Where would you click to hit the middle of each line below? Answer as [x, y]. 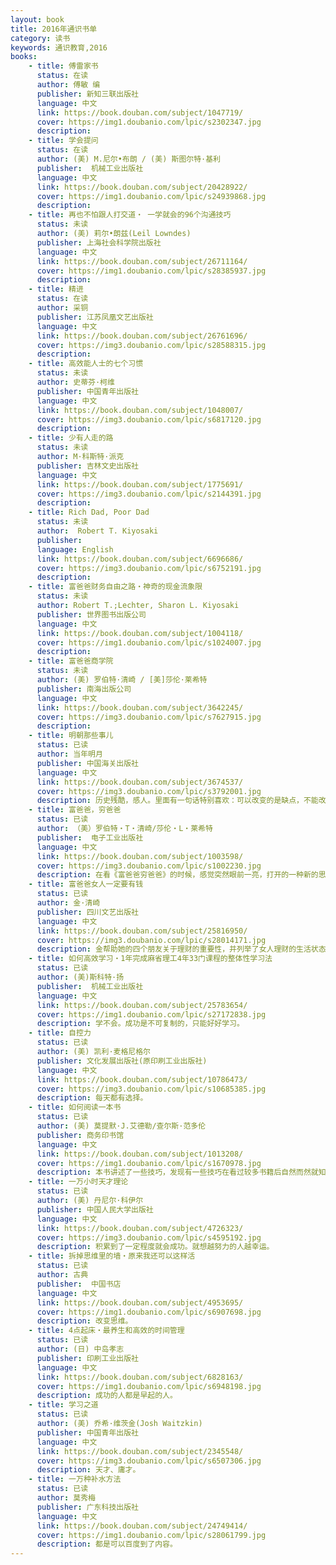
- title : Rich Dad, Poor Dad [89, 512]
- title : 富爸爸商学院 [71, 661]
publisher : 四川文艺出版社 [87, 912]
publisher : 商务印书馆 [80, 1135]
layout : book [37, 19]
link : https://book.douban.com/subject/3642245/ [140, 707]
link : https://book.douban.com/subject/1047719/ [140, 112]
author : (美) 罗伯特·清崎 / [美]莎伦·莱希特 [122, 680]
